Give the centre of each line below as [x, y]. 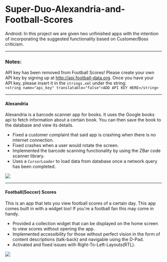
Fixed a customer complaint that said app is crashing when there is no [84, 135]
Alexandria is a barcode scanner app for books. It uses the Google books [80, 115]
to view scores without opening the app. [53, 229]
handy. [12, 214]
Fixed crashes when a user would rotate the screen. [65, 145]
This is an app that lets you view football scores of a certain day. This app [81, 203]
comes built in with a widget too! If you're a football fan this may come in [80, 208]
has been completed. [34, 167]
